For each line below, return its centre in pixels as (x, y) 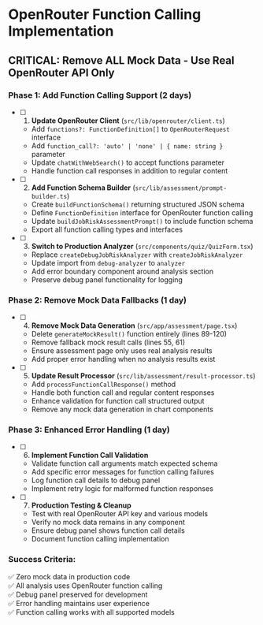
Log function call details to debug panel (96, 480)
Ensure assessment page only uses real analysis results (122, 351)
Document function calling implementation (100, 539)
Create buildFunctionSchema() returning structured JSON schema (138, 204)
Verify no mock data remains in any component (108, 523)
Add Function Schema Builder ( (83, 188)
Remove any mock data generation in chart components (122, 409)
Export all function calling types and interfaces (107, 229)
